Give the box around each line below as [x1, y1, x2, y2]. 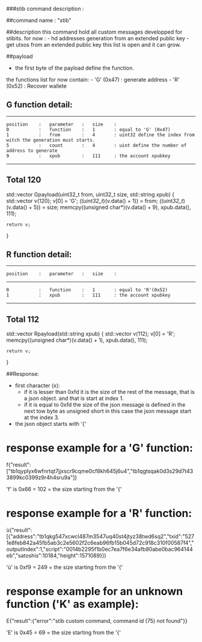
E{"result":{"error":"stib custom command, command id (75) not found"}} [6, 617, 188, 625]
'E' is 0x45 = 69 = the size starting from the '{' [6, 629, 121, 636]
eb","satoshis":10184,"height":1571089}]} [6, 552, 106, 559]
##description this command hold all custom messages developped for [6, 28, 183, 35]
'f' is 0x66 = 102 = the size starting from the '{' [6, 486, 122, 493]
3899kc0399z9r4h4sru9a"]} [6, 474, 78, 481]
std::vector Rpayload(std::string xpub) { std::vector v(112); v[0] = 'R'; [6, 330, 176, 338]
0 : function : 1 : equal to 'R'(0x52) [6, 287, 168, 293]
